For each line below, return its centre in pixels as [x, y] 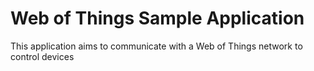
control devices [42, 56]
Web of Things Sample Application [157, 18]
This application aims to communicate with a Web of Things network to [156, 46]
